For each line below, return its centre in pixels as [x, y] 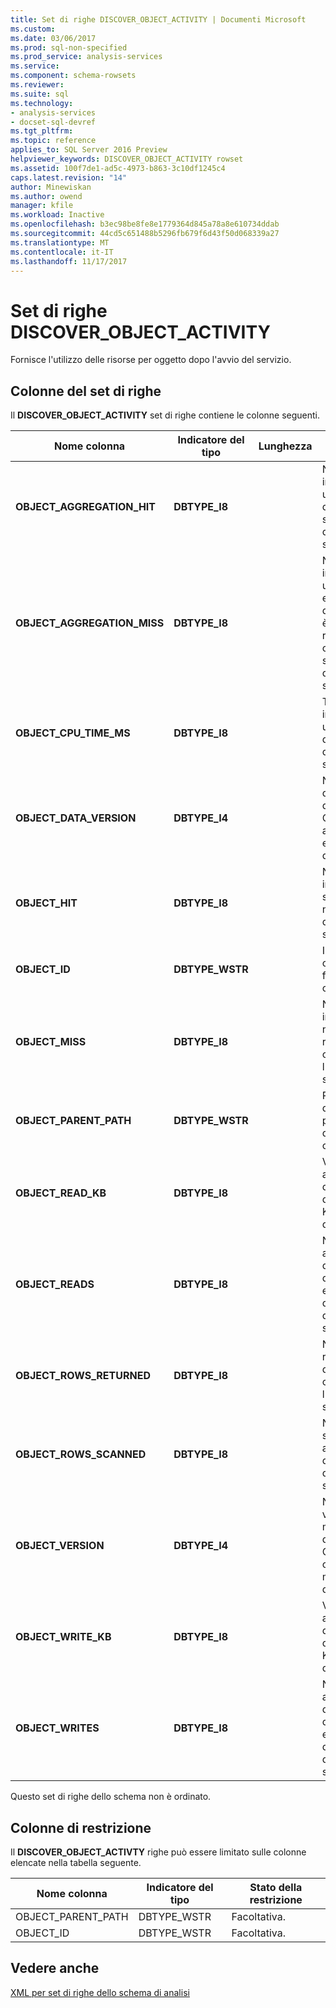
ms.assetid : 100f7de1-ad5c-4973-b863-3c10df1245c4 [118, 168]
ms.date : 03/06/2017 [53, 38]
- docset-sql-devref [53, 122]
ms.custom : [33, 29]
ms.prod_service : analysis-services [86, 57]
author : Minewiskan [51, 187]
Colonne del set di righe [86, 391]
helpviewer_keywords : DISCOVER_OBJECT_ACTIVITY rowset [127, 159]
